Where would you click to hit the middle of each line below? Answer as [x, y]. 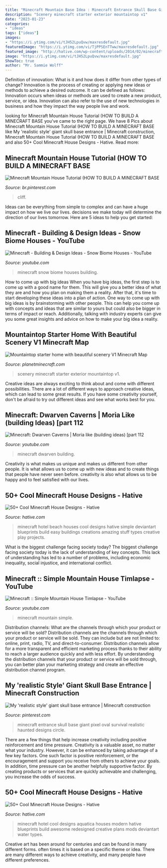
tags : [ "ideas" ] [22, 33]
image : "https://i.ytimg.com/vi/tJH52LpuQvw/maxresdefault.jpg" [73, 56]
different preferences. [28, 860]
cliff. [22, 197]
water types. [30, 834]
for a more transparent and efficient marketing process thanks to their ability [83, 649]
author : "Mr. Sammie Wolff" [34, 65]
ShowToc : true [20, 61]
